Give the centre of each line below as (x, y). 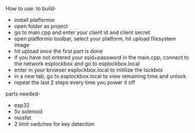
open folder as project (41, 26)
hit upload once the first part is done (58, 51)
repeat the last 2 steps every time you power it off (75, 82)
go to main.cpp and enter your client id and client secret (82, 32)
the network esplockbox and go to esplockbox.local (77, 64)
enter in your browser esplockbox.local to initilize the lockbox (88, 70)
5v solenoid (28, 112)
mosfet (23, 118)
